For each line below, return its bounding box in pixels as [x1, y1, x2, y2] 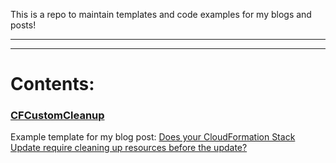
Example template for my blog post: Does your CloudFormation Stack [10, 131, 296, 143]
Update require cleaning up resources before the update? [10, 142, 248, 154]
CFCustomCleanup [10, 109, 105, 123]
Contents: [10, 73, 95, 96]
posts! [10, 19, 37, 31]
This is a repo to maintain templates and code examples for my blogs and [10, 9, 312, 20]
